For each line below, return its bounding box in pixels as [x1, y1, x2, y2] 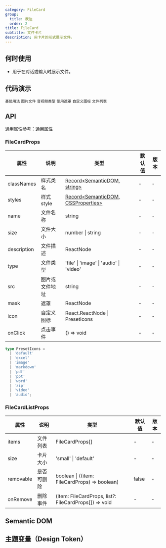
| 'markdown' [9, 365, 37, 370]
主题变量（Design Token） [5, 535, 87, 544]
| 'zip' [9, 383, 26, 388]
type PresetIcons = [5, 346, 45, 351]
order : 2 [9, 21, 28, 26]
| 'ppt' [9, 374, 26, 379]
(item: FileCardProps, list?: [55, 493, 117, 499]
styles [7, 196, 22, 203]
